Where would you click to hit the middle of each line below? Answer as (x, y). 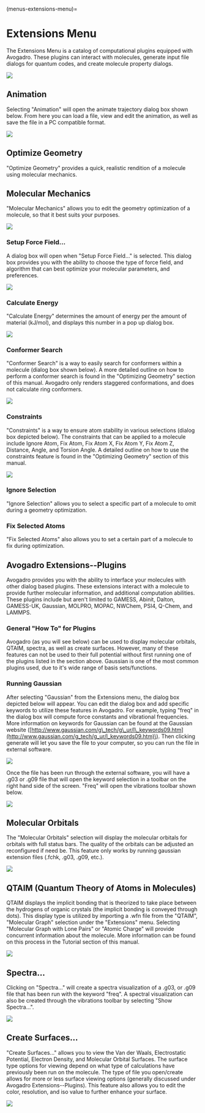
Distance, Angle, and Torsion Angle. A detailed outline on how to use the (98, 450)
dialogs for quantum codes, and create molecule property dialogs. (90, 63)
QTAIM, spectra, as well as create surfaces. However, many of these (92, 648)
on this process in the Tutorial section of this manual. (73, 942)
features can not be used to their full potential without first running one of (99, 655)
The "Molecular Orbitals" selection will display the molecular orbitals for (97, 838)
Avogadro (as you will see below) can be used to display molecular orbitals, (102, 642)
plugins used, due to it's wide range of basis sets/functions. (82, 668)
